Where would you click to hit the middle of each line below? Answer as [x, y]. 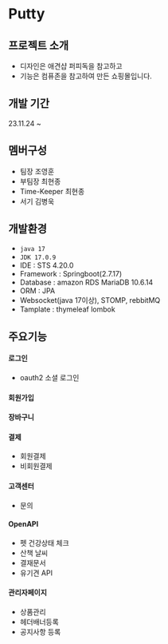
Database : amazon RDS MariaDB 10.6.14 [86, 282]
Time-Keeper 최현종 [52, 191]
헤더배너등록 [39, 622]
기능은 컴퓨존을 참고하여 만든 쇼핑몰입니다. [86, 76]
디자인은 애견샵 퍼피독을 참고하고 [71, 66]
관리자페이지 [28, 593]
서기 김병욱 [37, 201]
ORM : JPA [37, 291]
